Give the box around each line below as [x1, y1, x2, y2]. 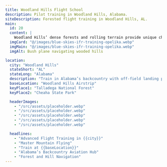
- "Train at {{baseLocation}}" [14, 145, 79, 150]
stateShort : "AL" [9, 67, 46, 72]
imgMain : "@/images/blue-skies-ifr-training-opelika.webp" [9, 44, 135, 49]
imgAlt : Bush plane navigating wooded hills [9, 49, 103, 54]
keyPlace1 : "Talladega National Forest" [9, 85, 94, 90]
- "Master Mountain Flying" [14, 140, 72, 146]
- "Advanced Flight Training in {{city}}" [14, 136, 103, 141]
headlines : [9, 131, 32, 136]
